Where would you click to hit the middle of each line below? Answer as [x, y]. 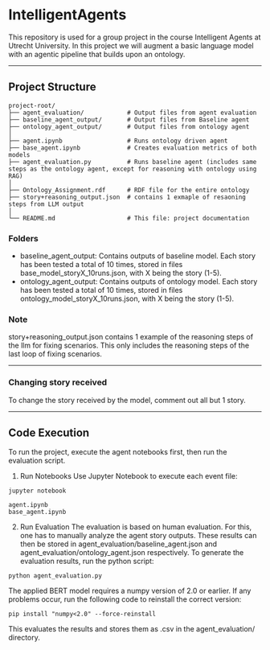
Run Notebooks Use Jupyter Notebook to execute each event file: [129, 476]
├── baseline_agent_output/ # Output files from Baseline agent [129, 119]
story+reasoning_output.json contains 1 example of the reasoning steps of [131, 337]
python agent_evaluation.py [55, 576]
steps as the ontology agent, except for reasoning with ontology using [133, 169]
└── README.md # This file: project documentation [129, 218]
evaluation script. [37, 461]
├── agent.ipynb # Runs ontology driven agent [118, 141]
